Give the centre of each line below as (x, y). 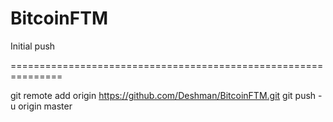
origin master (45, 106)
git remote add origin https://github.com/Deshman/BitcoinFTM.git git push (163, 95)
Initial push (33, 46)
